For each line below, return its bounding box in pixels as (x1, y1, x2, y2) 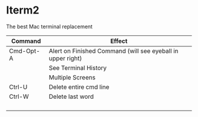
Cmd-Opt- (9, 46, 40, 55)
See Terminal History (49, 63, 107, 72)
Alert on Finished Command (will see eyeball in (49, 46, 179, 55)
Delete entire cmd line (49, 83, 110, 91)
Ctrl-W (9, 92, 29, 101)
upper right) (49, 54, 82, 62)
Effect (110, 36, 128, 45)
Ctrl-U (9, 83, 28, 91)
